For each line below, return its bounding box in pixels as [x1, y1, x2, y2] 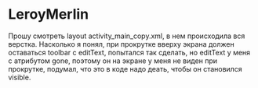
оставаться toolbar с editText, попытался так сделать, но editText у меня [8, 48, 251, 57]
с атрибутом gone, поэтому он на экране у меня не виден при [8, 56, 218, 65]
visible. [8, 72, 31, 82]
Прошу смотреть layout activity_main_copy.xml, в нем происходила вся [8, 31, 245, 40]
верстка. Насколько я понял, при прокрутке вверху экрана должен [8, 39, 234, 48]
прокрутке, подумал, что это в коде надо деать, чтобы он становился [8, 64, 242, 73]
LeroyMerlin [8, 5, 89, 23]
